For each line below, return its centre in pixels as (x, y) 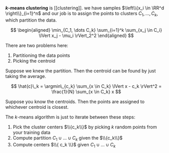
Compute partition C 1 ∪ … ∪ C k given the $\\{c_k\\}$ (68, 138)
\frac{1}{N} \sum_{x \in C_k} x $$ (86, 91)
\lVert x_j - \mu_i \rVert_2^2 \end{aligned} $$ (86, 35)
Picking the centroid (34, 61)
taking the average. (26, 76)
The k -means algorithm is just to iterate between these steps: (70, 117)
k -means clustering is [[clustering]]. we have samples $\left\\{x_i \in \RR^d (85, 8)
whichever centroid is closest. (37, 107)
